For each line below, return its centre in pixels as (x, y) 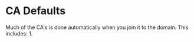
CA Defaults (36, 11)
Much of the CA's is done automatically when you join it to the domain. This (97, 27)
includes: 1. (19, 33)
